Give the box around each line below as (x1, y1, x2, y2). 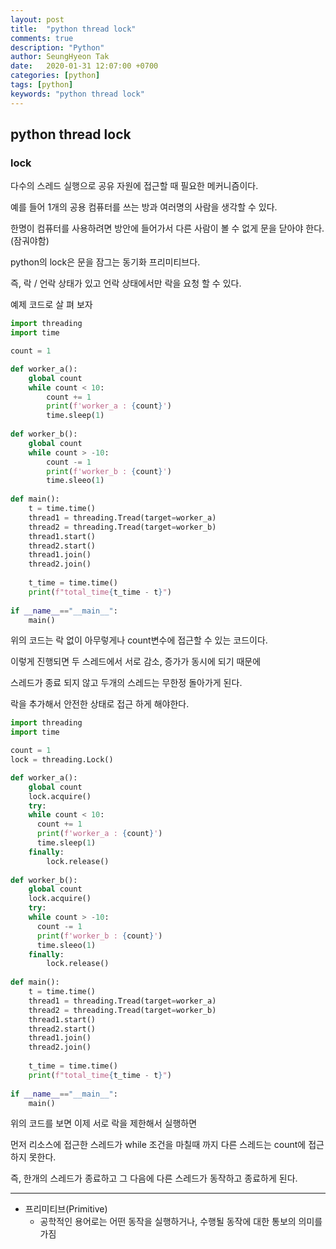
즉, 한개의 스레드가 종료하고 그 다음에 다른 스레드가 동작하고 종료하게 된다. (10, 1172, 298, 1185)
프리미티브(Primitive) (24, 1203, 108, 1215)
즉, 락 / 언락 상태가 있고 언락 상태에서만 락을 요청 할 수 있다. (10, 277, 242, 290)
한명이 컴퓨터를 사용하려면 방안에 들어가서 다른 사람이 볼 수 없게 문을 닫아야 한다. (10, 222, 325, 235)
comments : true (10, 33, 74, 43)
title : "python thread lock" (10, 24, 137, 34)
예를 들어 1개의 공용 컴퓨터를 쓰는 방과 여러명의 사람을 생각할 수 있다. (10, 201, 278, 213)
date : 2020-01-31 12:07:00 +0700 (10, 61, 159, 71)
